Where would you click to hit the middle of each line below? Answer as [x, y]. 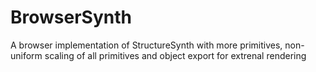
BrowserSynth [71, 17]
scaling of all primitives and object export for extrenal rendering [175, 55]
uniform [26, 55]
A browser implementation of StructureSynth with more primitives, [146, 45]
